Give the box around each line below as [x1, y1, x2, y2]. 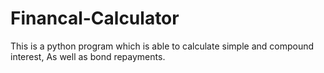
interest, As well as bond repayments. [10, 50, 166, 62]
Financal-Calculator [10, 7, 180, 30]
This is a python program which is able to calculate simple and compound [10, 40, 315, 52]
